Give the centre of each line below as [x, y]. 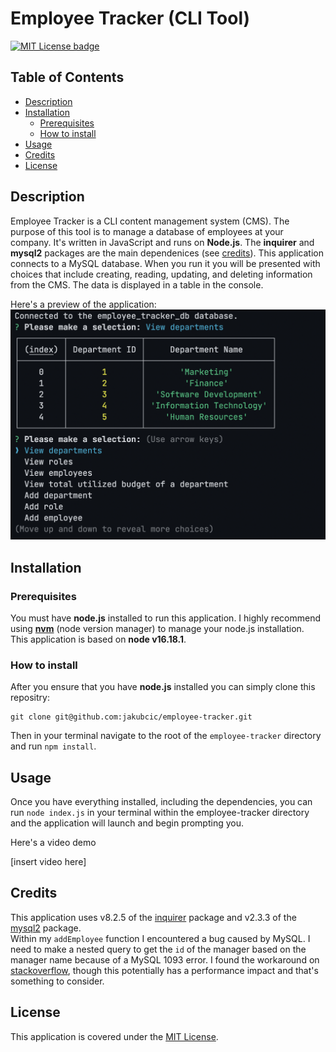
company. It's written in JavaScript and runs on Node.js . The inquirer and [162, 242]
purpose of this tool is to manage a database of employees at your [147, 231]
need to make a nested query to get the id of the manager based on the [158, 949]
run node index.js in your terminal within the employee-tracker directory [160, 812]
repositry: [30, 698]
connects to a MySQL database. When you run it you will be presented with [165, 263]
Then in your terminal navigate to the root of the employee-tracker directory [166, 736]
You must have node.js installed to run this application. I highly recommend [165, 618]
